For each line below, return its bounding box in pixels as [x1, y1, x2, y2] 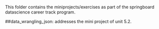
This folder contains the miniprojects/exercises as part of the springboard [5, 4, 155, 10]
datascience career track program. [5, 9, 76, 15]
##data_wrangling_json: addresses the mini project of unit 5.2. [5, 19, 132, 24]
